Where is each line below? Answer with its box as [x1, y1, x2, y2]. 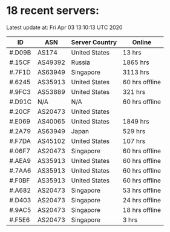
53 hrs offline [122, 186, 162, 194]
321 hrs [122, 87, 146, 96]
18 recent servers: [6, 4, 100, 18]
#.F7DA [9, 137, 31, 145]
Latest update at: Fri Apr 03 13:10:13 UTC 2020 [6, 24, 123, 31]
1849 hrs [122, 117, 149, 125]
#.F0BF [9, 176, 30, 185]
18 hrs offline [122, 205, 162, 214]
